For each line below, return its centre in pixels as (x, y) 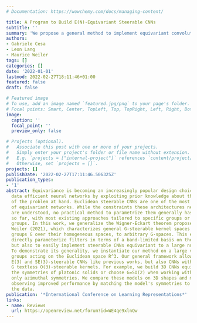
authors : (17, 39)
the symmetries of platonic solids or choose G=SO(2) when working (96, 273)
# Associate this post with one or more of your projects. (82, 147)
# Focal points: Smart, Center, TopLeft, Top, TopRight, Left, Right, (94, 109)
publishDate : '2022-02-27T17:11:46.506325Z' (61, 174)
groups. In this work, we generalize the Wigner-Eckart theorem (91, 224)
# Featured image (27, 98)
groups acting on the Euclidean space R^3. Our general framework (94, 256)
